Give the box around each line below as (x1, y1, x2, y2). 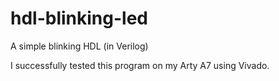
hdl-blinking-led (10, 7, 148, 30)
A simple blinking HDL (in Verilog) (10, 40, 149, 52)
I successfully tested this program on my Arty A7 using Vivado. (10, 59, 270, 71)
